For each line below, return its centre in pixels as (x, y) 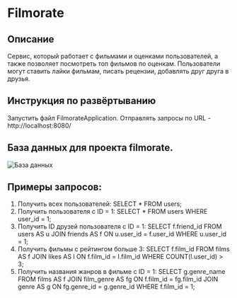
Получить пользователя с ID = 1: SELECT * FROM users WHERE (112, 212)
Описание (31, 39)
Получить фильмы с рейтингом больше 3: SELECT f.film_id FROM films (123, 249)
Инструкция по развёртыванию (82, 101)
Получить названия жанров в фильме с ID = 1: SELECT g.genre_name (121, 272)
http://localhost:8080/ (40, 125)
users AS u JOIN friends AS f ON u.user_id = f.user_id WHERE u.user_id (122, 234)
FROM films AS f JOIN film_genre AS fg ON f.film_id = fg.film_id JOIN (118, 279)
